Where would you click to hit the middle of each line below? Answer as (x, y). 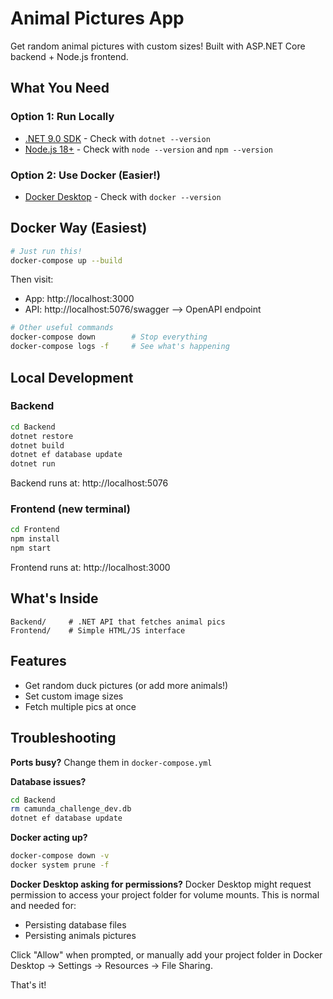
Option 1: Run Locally (62, 117)
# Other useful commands (62, 328)
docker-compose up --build (66, 260)
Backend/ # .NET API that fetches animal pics (118, 622)
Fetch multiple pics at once (80, 706)
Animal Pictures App (97, 18)
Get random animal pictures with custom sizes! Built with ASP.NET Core (158, 46)
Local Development (72, 377)
